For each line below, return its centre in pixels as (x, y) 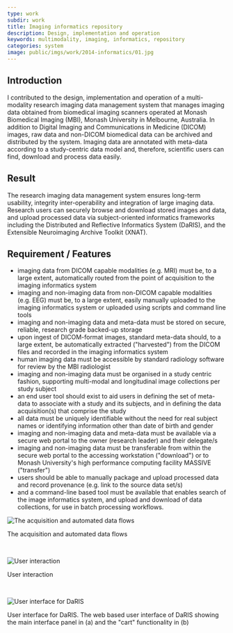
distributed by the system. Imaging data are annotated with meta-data (107, 142)
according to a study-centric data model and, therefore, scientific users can (116, 149)
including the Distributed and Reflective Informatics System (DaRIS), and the (116, 225)
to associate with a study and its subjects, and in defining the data (126, 403)
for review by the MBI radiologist (64, 367)
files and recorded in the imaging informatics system (93, 352)
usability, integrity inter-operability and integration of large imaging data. (111, 202)
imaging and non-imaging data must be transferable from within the (114, 448)
